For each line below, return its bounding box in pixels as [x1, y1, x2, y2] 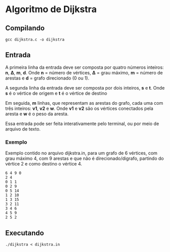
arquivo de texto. [5, 125, 41, 132]
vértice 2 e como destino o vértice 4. [5, 161, 82, 167]
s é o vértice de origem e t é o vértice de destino [5, 90, 108, 96]
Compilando [5, 24, 45, 32]
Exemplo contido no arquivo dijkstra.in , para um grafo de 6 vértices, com [5, 150, 158, 156]
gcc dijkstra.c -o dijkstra [5, 37, 65, 42]
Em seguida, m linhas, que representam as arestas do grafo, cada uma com [5, 100, 163, 106]
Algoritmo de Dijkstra [5, 4, 97, 15]
